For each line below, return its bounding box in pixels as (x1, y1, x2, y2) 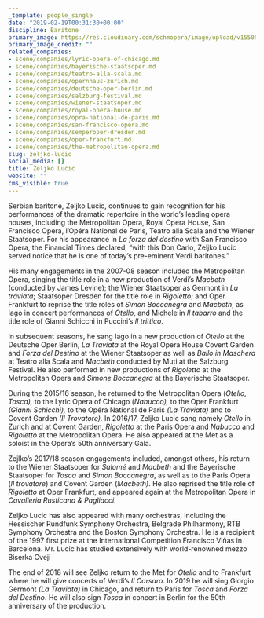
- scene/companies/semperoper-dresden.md (8, 128, 146, 136)
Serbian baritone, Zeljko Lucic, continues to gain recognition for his (8, 201, 225, 210)
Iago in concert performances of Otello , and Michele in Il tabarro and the (8, 308, 244, 317)
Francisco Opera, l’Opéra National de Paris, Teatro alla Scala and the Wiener (8, 225, 255, 236)
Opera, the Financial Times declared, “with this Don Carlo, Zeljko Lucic (8, 243, 237, 252)
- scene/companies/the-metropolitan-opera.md (8, 143, 159, 151)
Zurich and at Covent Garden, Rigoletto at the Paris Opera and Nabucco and (8, 422, 255, 431)
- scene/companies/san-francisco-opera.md (8, 121, 149, 129)
